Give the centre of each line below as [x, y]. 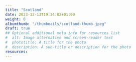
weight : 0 [16, 19]
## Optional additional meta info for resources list [63, 33]
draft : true [18, 28]
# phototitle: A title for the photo [46, 42]
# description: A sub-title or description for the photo [68, 47]
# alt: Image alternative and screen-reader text [59, 38]
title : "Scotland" [24, 10]
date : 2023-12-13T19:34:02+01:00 [40, 14]
